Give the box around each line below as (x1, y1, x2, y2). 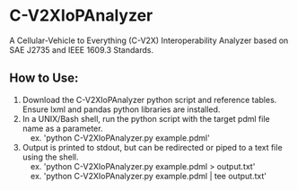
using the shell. (22, 151, 79, 162)
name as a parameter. (22, 123, 103, 134)
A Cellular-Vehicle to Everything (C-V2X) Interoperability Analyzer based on (9, 35, 289, 46)
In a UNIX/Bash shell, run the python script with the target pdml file (22, 113, 271, 124)
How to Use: (9, 71, 79, 86)
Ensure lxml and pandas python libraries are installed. (22, 104, 221, 115)
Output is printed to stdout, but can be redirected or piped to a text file (22, 142, 283, 152)
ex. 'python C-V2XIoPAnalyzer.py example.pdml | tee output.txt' (30, 170, 267, 181)
